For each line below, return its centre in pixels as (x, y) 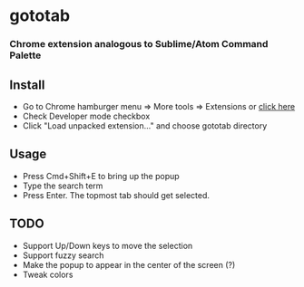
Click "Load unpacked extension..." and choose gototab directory (145, 125)
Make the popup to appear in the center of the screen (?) (129, 264)
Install (27, 85)
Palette (25, 55)
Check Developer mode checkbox (86, 116)
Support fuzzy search (63, 255)
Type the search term (63, 186)
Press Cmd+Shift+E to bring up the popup (101, 176)
